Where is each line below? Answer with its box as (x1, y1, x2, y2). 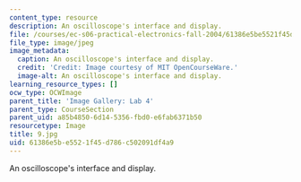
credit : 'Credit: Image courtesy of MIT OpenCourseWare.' (17, 64, 239, 73)
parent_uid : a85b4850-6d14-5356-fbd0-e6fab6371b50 (9, 113, 202, 122)
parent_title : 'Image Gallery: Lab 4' (9, 96, 154, 106)
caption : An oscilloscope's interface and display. (17, 55, 215, 64)
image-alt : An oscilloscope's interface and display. (17, 72, 222, 81)
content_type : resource (9, 13, 99, 22)
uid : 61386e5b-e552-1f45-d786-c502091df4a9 (9, 138, 175, 147)
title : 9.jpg (9, 130, 58, 139)
